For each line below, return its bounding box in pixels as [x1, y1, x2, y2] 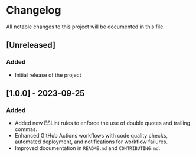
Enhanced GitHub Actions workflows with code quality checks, [14, 132, 168, 139]
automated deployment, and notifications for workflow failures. [14, 138, 168, 145]
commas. [14, 126, 38, 133]
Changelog [6, 4, 61, 17]
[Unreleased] [6, 40, 56, 50]
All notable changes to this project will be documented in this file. [6, 23, 165, 30]
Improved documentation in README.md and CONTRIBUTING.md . [14, 145, 161, 152]
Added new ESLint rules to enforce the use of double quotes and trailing [14, 119, 191, 127]
